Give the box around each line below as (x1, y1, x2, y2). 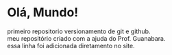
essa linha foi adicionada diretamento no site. (7, 41, 135, 50)
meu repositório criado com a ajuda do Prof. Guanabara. (7, 34, 166, 42)
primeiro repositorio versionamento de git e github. (7, 27, 151, 35)
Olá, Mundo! (7, 5, 79, 20)
